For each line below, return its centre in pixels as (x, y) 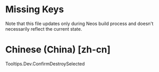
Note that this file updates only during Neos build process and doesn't (79, 23)
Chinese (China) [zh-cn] (58, 50)
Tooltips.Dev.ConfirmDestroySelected (45, 64)
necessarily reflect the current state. (44, 29)
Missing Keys (35, 9)
